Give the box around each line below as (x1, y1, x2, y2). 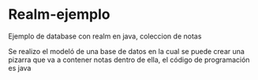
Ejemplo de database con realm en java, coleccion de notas (8, 31, 202, 41)
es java (8, 63, 32, 72)
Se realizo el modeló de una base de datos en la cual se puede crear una (8, 46, 245, 56)
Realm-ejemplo (8, 5, 110, 24)
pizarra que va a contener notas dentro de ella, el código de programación (8, 55, 250, 64)
